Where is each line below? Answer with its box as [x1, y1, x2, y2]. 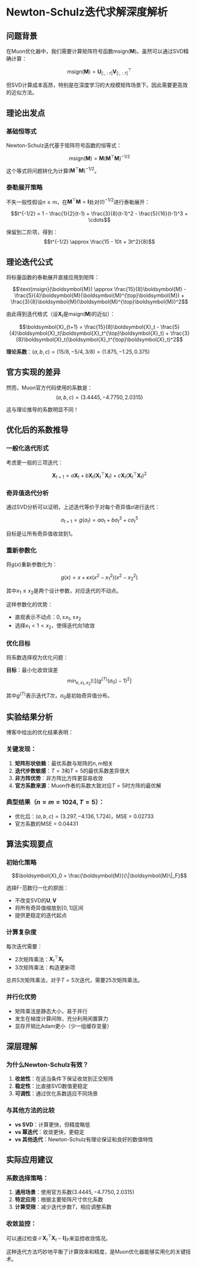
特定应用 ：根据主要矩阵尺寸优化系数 [14, 1196, 104, 1203]
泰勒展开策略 [6, 183, 43, 191]
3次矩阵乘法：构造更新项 [14, 964, 76, 971]
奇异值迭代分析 [6, 488, 49, 497]
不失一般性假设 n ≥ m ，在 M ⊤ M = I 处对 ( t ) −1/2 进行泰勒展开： [6, 197, 150, 205]
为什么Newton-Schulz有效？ [6, 1061, 89, 1069]
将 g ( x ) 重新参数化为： [6, 561, 58, 568]
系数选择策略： [6, 1174, 49, 1182]
